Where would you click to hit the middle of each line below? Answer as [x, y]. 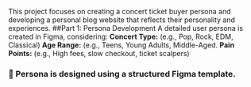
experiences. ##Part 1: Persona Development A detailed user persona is [126, 28]
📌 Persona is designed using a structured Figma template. [122, 74]
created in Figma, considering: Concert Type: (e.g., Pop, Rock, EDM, [121, 36]
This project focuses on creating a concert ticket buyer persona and [120, 11]
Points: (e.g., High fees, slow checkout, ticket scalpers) [99, 53]
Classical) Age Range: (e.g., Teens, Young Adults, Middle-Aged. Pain [122, 45]
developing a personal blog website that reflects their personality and [122, 20]
